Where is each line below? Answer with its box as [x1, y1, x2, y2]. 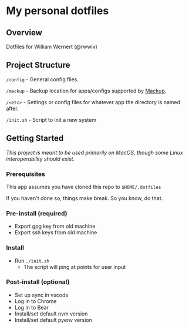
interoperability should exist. [6, 155, 75, 162]
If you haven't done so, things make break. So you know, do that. [6, 194, 163, 201]
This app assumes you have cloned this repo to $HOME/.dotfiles [6, 183, 161, 190]
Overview [6, 28, 43, 38]
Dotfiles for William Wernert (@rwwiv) [6, 43, 98, 50]
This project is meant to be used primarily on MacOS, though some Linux [6, 149, 183, 156]
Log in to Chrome [14, 297, 57, 304]
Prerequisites [6, 170, 45, 178]
